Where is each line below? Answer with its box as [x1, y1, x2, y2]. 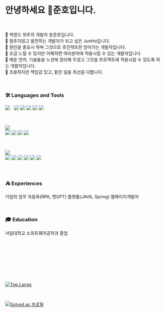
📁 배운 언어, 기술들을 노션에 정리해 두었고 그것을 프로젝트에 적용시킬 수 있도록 [5, 56, 155, 62]
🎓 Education [5, 216, 38, 223]
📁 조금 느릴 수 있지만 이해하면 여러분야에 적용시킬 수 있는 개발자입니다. [5, 50, 142, 56]
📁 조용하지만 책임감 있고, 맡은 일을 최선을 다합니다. [5, 69, 103, 75]
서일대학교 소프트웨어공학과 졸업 [5, 230, 68, 236]
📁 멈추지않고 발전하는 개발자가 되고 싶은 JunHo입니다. [5, 38, 110, 44]
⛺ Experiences [5, 180, 42, 187]
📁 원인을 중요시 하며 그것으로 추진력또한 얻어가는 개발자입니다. [5, 44, 126, 50]
